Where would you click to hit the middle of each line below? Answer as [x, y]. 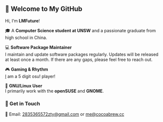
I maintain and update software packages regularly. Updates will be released [82, 54]
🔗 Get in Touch [23, 103]
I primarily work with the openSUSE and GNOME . [54, 91]
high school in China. [26, 38]
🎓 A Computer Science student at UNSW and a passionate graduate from [81, 30]
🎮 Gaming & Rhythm [27, 69]
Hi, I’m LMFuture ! [23, 20]
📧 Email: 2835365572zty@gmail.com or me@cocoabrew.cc [65, 114]
